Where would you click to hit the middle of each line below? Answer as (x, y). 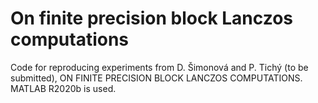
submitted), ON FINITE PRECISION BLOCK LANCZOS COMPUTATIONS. (156, 78)
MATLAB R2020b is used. (63, 88)
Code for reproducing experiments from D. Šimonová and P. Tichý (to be (159, 67)
